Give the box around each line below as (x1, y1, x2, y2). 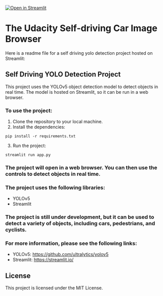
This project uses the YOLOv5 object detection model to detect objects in (5, 84, 158, 90)
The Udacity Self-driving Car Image (5, 23, 158, 34)
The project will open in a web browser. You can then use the (5, 164, 157, 171)
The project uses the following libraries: (5, 184, 105, 191)
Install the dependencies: (12, 124, 66, 130)
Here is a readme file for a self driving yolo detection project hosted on (5, 50, 153, 56)
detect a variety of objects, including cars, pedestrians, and (5, 220, 155, 227)
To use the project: (5, 107, 53, 114)
